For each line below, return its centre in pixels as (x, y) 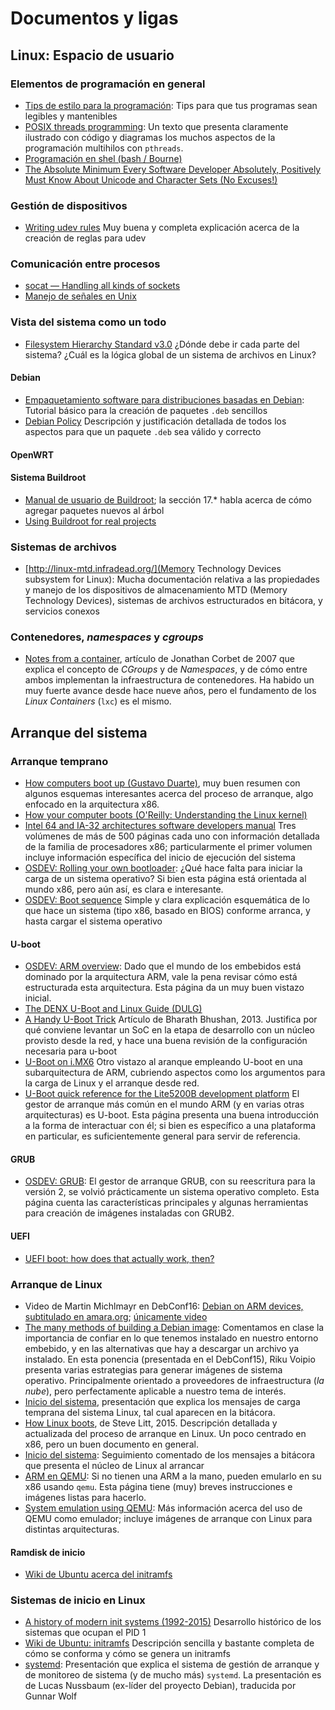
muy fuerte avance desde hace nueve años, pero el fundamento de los (170, 691)
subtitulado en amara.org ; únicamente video (116, 1316)
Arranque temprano (59, 761)
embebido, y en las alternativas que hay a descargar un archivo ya (162, 1348)
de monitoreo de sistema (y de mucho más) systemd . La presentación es (173, 1675)
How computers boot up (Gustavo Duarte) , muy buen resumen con (162, 783)
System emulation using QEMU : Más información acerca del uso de (163, 1508)
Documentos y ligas (94, 18)
